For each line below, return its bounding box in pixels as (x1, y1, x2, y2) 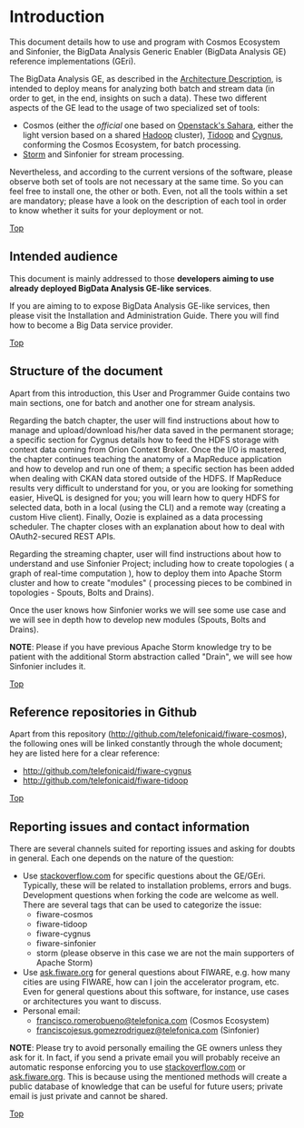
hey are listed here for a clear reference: (9, 747, 161, 759)
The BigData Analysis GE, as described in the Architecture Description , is (9, 73, 283, 84)
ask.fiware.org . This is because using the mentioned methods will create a (9, 1072, 288, 1083)
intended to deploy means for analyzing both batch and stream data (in (9, 83, 275, 94)
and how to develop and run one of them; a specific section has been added (9, 463, 295, 474)
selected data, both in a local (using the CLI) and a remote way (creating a (9, 501, 286, 512)
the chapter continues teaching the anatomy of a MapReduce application (9, 453, 282, 464)
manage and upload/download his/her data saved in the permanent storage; (9, 424, 294, 435)
